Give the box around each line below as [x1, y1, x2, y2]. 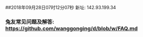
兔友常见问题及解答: [5, 18, 55, 25]
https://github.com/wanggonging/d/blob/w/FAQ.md [5, 25, 138, 32]
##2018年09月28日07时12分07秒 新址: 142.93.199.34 [5, 5, 116, 10]
